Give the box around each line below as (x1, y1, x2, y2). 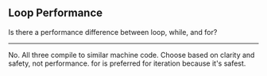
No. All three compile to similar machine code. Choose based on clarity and (8, 50, 255, 59)
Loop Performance (8, 6, 103, 20)
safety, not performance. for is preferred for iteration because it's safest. (8, 59, 246, 68)
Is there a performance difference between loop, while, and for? (8, 27, 218, 36)
